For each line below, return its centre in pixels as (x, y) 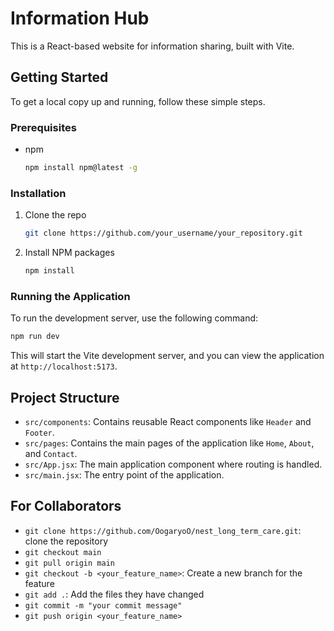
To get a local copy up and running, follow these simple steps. (138, 101)
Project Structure (65, 397)
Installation (38, 193)
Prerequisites (43, 127)
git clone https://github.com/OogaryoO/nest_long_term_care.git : (163, 530)
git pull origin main (69, 563)
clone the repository (66, 541)
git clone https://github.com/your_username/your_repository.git (163, 233)
